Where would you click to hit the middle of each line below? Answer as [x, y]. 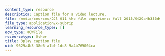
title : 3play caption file [33, 41]
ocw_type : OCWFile [24, 32]
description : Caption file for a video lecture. [56, 14]
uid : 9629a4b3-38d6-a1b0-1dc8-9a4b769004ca [50, 46]
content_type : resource [29, 9]
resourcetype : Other [26, 37]
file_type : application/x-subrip [39, 23]
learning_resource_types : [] [35, 28]
